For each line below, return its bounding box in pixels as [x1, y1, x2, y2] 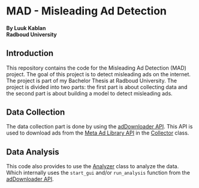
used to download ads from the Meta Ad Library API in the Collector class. [6, 129, 189, 136]
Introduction [6, 48, 54, 58]
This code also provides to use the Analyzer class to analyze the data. [6, 163, 179, 170]
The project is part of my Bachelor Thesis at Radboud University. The [6, 77, 177, 84]
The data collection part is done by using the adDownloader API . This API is [6, 123, 193, 130]
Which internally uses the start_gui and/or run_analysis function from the [6, 169, 191, 177]
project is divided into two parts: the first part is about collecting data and [6, 83, 188, 91]
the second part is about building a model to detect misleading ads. [6, 89, 173, 97]
